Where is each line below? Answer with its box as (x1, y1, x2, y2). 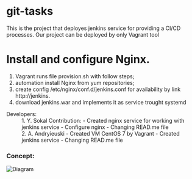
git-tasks (6, 4, 54, 18)
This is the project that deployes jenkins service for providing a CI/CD (6, 24, 181, 32)
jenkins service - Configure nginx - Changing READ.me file (21, 123, 169, 131)
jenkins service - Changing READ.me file (21, 136, 123, 144)
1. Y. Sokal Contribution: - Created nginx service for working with (21, 117, 185, 124)
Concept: (6, 152, 35, 160)
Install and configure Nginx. (6, 53, 151, 67)
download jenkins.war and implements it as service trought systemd (15, 98, 187, 106)
